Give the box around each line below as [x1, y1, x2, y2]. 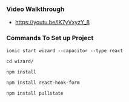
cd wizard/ [6, 58, 34, 64]
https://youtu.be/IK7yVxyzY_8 [15, 19, 90, 26]
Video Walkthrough [6, 5, 65, 13]
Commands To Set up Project [6, 34, 94, 42]
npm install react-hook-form [6, 80, 80, 86]
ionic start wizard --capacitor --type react [6, 47, 123, 53]
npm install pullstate [6, 90, 64, 96]
